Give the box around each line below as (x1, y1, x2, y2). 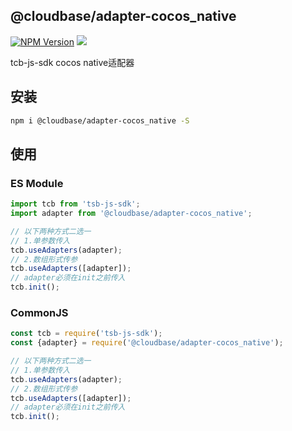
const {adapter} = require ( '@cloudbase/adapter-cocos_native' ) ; (10, 338, 284, 348)
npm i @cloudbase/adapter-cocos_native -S (10, 115, 190, 126)
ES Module (10, 176, 64, 190)
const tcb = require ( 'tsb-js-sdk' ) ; (10, 329, 163, 339)
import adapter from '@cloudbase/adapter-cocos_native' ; (10, 209, 253, 219)
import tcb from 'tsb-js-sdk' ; (10, 199, 141, 209)
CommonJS (10, 305, 69, 319)
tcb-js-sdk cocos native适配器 (10, 56, 135, 68)
